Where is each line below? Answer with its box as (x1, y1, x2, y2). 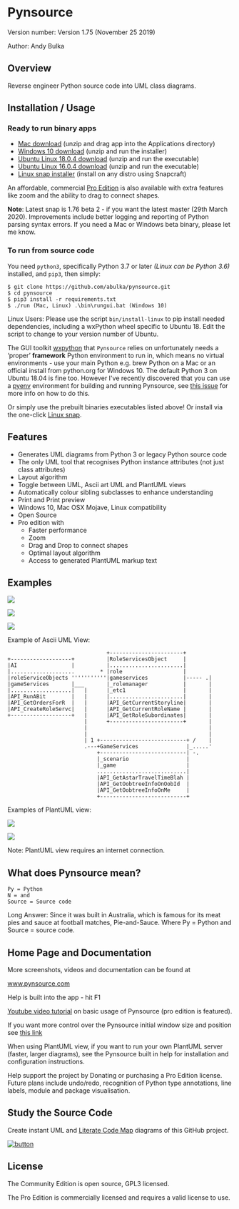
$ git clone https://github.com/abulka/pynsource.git (7, 283, 171, 290)
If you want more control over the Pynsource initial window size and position (7, 1021, 232, 1029)
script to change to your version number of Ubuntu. (7, 330, 159, 338)
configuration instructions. (7, 1057, 86, 1066)
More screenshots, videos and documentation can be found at (7, 965, 190, 974)
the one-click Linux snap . (7, 410, 82, 419)
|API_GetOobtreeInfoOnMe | (96, 787, 190, 794)
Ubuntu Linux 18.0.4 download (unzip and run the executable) (17, 155, 200, 163)
